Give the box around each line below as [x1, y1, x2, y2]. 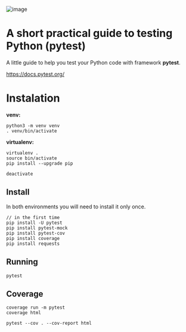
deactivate [6, 171, 33, 177]
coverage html [6, 310, 42, 316]
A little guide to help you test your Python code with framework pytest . [6, 59, 181, 66]
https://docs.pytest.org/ [6, 70, 64, 78]
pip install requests [6, 241, 60, 247]
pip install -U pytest [6, 220, 63, 226]
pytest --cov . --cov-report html [6, 320, 92, 327]
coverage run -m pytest [6, 305, 66, 311]
